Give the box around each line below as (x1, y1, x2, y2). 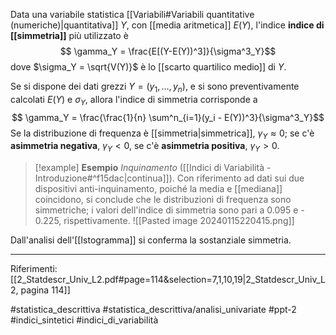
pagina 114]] (20, 284, 71, 296)
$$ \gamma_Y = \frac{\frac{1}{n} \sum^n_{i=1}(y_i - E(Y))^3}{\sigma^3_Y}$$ (11, 111, 325, 123)
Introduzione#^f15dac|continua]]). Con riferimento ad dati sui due (34, 172, 305, 184)
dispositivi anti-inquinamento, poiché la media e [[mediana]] (34, 183, 283, 195)
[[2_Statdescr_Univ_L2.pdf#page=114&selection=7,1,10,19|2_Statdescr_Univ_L (10, 274, 326, 286)
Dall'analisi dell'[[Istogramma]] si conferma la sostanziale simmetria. (10, 234, 292, 246)
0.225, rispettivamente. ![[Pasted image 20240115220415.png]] (34, 215, 295, 227)
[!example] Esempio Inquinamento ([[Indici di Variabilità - (34, 162, 272, 174)
